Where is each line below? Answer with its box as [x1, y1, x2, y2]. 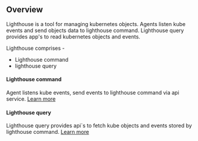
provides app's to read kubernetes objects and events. [6, 33, 141, 40]
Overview [6, 5, 44, 15]
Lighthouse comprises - [6, 44, 65, 52]
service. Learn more [6, 95, 56, 102]
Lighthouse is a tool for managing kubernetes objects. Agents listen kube [6, 20, 186, 27]
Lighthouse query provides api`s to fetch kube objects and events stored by [6, 122, 192, 129]
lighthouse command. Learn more [6, 129, 89, 136]
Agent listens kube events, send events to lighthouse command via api [6, 89, 180, 97]
